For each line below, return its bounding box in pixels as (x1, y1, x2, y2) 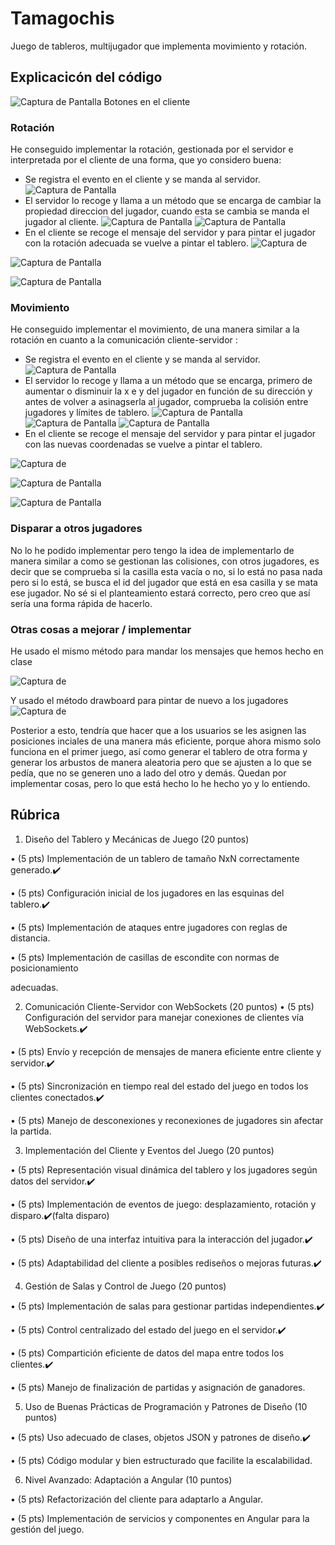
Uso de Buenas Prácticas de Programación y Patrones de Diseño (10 (24, 1400, 308, 1412)
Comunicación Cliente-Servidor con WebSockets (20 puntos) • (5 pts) (24, 1000, 315, 1012)
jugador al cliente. (24, 216, 100, 228)
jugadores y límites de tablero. (24, 407, 150, 419)
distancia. (10, 932, 51, 944)
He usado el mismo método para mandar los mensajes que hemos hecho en (10, 645, 324, 657)
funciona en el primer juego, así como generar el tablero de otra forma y (10, 745, 308, 757)
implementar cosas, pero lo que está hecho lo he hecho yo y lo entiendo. (10, 777, 311, 789)
